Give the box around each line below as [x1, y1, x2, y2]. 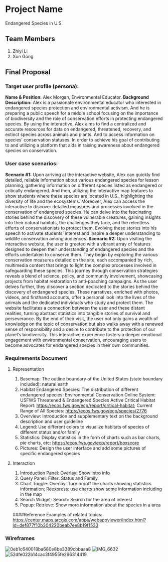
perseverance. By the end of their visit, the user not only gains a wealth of [5, 315, 158, 322]
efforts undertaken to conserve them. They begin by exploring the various [5, 251, 158, 257]
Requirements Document [5, 355, 68, 362]
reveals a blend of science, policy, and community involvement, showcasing [5, 272, 162, 279]
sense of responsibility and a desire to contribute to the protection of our [5, 326, 155, 332]
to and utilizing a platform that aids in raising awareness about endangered [5, 142, 159, 149]
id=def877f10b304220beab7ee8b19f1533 [12, 522, 99, 528]
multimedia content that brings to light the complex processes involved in [5, 262, 157, 268]
